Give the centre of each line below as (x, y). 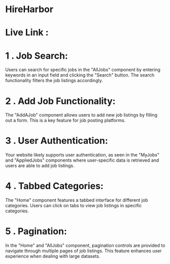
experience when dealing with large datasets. (53, 256)
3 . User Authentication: (57, 141)
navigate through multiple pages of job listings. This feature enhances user (83, 251)
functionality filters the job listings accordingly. (54, 81)
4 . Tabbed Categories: (55, 186)
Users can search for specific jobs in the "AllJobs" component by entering (83, 70)
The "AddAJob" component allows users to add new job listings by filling (81, 115)
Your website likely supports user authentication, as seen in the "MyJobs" (82, 155)
